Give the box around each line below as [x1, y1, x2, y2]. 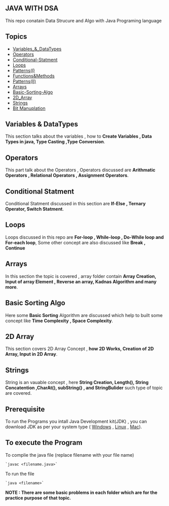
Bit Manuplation [12, 105, 46, 111]
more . [5, 284, 18, 290]
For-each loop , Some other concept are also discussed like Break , [5, 239, 146, 245]
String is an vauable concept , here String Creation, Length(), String [5, 379, 149, 386]
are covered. [5, 390, 32, 396]
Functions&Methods [12, 73, 55, 79]
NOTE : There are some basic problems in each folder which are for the [5, 489, 157, 495]
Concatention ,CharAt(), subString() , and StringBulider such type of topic [5, 385, 163, 391]
